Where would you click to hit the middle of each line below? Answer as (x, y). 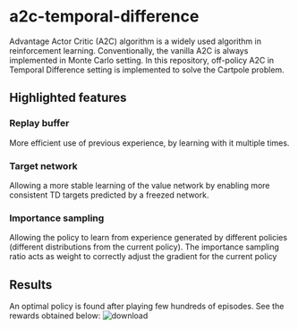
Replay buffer (39, 123)
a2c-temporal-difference (104, 17)
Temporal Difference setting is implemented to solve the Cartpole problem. (147, 70)
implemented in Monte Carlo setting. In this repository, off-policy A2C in (142, 60)
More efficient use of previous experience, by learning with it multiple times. (149, 143)
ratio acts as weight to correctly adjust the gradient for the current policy (143, 257)
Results (31, 285)
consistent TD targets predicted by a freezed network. (109, 195)
